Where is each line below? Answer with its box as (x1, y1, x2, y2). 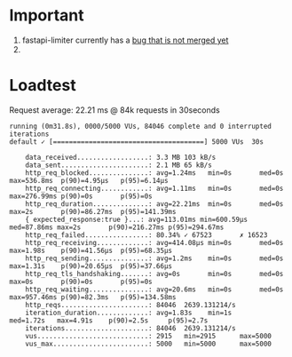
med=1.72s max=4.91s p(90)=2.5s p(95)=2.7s (9, 316, 209, 325)
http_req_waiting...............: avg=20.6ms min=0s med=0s (25, 285, 284, 294)
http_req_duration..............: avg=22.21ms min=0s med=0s (25, 199, 284, 209)
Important (9, 5, 84, 26)
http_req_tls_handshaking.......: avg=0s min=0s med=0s (25, 269, 284, 278)
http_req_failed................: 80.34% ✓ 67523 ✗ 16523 (25, 230, 268, 240)
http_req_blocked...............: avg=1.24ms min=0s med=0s (25, 168, 284, 178)
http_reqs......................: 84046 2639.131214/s (25, 300, 237, 309)
